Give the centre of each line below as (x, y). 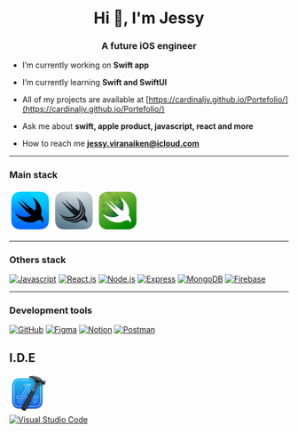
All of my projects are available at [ (85, 100)
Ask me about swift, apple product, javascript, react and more (138, 126)
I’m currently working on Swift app (85, 65)
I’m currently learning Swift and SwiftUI (94, 83)
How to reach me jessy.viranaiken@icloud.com (110, 144)
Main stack (34, 175)
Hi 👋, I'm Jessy (149, 18)
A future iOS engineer (149, 46)
